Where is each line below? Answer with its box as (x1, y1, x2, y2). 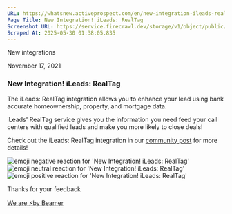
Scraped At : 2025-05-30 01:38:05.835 (7, 29, 116, 37)
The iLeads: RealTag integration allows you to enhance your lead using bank (7, 95, 224, 103)
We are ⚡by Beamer (7, 198, 64, 207)
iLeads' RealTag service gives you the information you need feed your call (7, 115, 218, 124)
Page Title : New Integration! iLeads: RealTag (7, 17, 144, 23)
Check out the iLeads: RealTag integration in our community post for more (7, 136, 218, 144)
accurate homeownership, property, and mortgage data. (7, 101, 167, 110)
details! (7, 143, 28, 152)
